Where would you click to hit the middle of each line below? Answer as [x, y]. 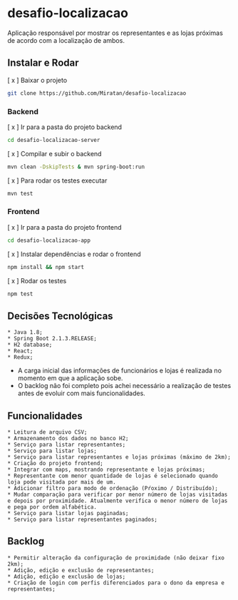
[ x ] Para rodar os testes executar [57, 180]
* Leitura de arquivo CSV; [47, 432]
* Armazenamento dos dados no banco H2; [68, 439]
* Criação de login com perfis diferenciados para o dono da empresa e [116, 583]
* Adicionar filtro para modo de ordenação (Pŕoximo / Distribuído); [113, 489]
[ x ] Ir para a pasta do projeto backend [65, 127]
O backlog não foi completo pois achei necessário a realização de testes [124, 386]
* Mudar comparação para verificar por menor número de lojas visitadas [118, 495]
